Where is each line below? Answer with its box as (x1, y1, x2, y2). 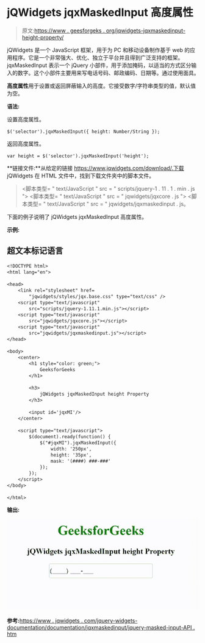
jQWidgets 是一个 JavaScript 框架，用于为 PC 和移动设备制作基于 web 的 (7, 46, 190, 54)
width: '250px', (50, 446, 92, 452)
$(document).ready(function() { (29, 433, 112, 439)
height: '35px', (50, 452, 92, 458)
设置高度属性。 (7, 115, 45, 123)
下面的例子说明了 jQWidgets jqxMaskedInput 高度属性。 (7, 213, 148, 220)
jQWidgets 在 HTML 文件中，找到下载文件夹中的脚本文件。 (7, 172, 155, 179)
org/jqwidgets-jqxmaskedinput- (106, 27, 185, 34)
